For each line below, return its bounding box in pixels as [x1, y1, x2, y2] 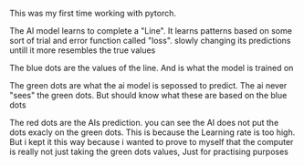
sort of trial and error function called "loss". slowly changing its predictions [9, 36, 291, 46]
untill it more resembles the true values [9, 45, 156, 56]
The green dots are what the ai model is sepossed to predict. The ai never [9, 80, 288, 90]
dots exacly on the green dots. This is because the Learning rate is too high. [9, 127, 296, 138]
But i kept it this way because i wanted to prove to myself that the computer [9, 137, 294, 147]
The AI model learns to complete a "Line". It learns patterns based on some [9, 26, 292, 36]
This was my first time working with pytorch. [9, 8, 176, 18]
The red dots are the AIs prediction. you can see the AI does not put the [9, 118, 279, 128]
